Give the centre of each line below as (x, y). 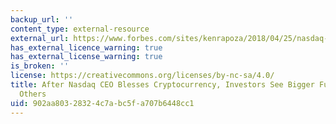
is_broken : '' (40, 66)
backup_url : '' (42, 19)
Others (33, 94)
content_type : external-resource (80, 29)
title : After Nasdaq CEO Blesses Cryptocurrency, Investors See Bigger (162, 85)
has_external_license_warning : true (86, 57)
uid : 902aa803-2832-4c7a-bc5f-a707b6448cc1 (102, 103)
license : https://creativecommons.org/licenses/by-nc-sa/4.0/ (142, 76)
